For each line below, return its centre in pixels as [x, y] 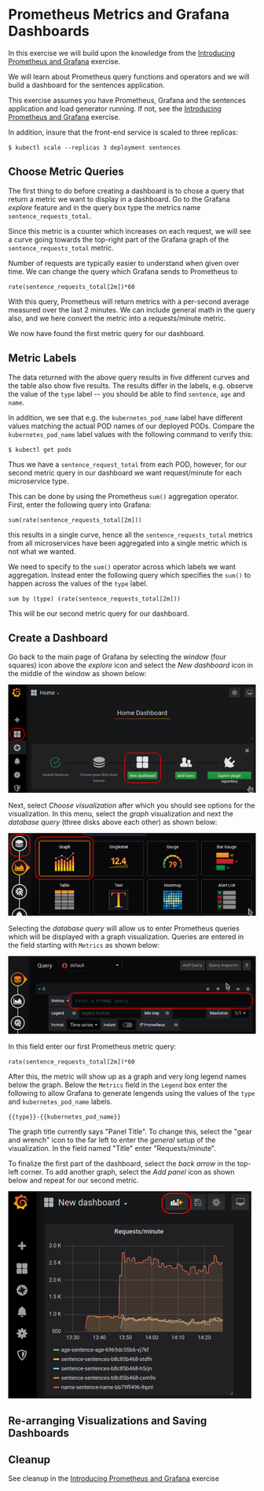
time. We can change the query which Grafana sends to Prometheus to [123, 271]
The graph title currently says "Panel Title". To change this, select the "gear [130, 1132]
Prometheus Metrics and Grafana [119, 15]
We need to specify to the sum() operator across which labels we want [122, 566]
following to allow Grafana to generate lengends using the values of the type [132, 1093]
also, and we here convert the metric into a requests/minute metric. [117, 318]
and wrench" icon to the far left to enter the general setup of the [112, 1140]
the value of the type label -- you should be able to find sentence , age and [127, 394]
